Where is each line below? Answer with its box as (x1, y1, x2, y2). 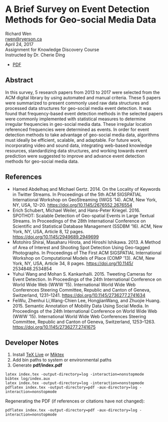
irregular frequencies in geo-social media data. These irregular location (5, 121, 152, 127)
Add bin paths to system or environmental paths (12, 357, 111, 363)
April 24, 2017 (5, 41, 34, 47)
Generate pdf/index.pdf (12, 362, 62, 368)
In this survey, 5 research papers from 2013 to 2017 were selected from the (5, 89, 160, 95)
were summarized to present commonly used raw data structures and (5, 100, 149, 106)
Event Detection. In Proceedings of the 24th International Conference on (12, 276, 161, 282)
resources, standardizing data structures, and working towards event (5, 147, 147, 153)
